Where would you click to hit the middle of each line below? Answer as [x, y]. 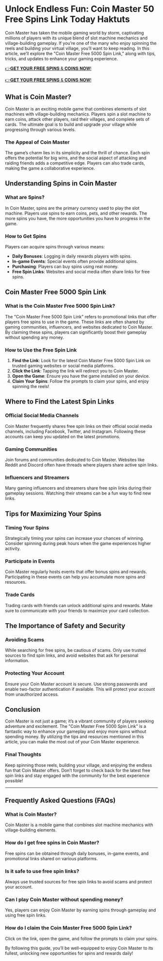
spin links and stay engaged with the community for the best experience [77, 776]
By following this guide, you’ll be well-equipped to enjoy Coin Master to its [79, 948]
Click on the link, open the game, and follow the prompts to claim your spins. [81, 939]
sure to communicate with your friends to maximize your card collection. [77, 610]
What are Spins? [25, 197]
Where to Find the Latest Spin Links [60, 402]
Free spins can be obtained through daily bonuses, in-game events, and [77, 853]
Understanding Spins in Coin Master [61, 184]
